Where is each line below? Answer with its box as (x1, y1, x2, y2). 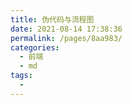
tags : (10, 71, 33, 81)
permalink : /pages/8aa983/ (10, 33, 123, 43)
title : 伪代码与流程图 (10, 14, 95, 25)
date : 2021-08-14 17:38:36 (10, 24, 123, 34)
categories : (10, 42, 60, 53)
